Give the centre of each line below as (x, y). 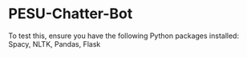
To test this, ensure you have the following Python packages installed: (123, 36)
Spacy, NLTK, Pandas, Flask (55, 44)
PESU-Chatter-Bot (71, 14)
